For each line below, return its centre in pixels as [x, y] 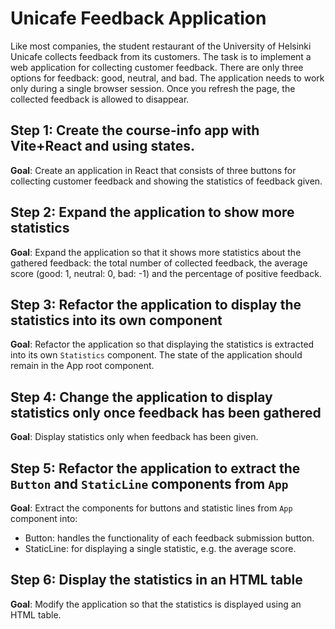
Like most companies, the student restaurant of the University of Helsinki [161, 46]
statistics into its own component [116, 320]
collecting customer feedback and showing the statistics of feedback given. [166, 181]
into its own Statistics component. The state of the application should [156, 355]
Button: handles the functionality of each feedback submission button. [169, 538]
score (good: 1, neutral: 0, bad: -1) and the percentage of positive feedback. [166, 273]
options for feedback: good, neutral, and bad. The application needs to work [167, 78]
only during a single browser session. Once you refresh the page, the [153, 88]
